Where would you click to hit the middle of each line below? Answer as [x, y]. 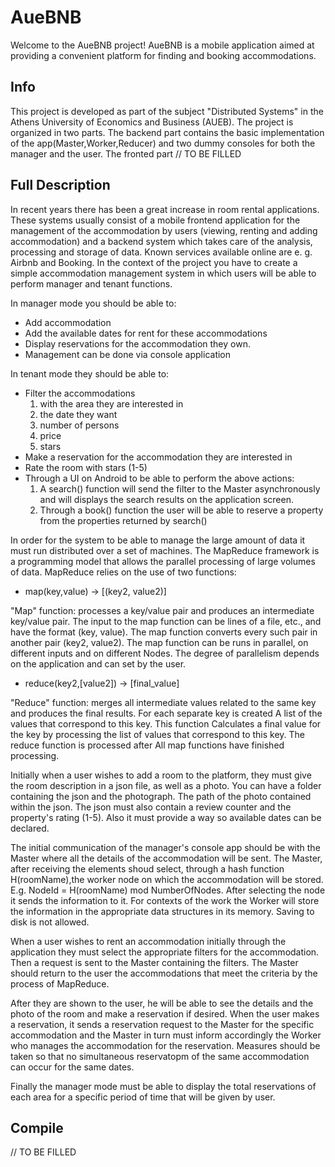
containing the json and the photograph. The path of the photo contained [161, 796]
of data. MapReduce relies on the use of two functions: [123, 572]
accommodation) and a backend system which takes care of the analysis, [161, 241]
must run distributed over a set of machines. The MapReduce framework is [165, 550]
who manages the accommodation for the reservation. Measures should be [165, 1045]
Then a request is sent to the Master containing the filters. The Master [154, 962]
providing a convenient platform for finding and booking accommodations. [163, 55]
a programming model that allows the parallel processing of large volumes [163, 561]
